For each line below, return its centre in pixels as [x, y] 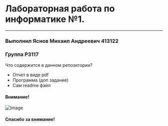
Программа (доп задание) [40, 80]
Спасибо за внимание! [30, 119]
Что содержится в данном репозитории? [49, 65]
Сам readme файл [31, 86]
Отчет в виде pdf [30, 75]
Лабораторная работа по [60, 9]
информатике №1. [45, 19]
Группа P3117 [22, 54]
